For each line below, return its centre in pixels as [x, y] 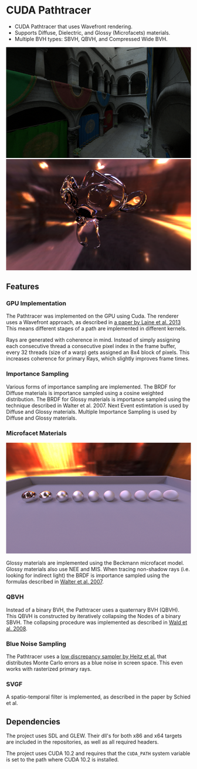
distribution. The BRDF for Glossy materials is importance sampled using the [98, 399]
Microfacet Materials [37, 433]
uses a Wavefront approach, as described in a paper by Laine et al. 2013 [94, 322]
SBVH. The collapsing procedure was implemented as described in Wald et [97, 622]
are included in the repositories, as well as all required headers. [83, 742]
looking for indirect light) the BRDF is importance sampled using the [88, 575]
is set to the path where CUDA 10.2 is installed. [62, 760]
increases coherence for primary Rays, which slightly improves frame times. [98, 359]
